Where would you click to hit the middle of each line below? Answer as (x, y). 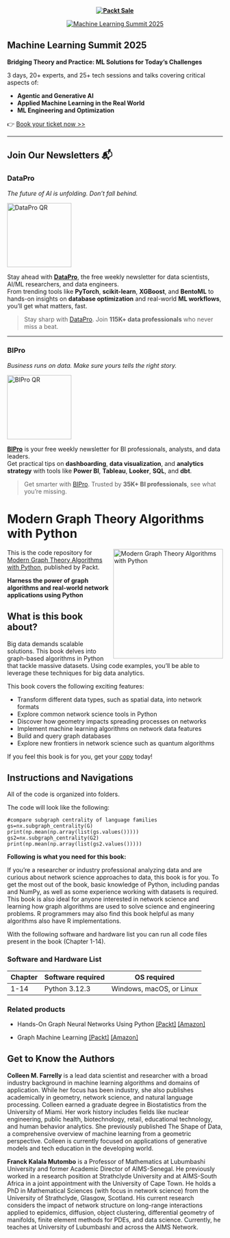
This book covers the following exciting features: (76, 686)
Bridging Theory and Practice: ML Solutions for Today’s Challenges (105, 62)
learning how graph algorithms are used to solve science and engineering (111, 906)
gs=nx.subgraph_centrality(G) (50, 826)
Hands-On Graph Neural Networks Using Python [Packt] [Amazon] (111, 1024)
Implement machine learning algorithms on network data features (109, 728)
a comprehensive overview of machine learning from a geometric (99, 1133)
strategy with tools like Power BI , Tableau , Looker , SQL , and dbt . (100, 471)
